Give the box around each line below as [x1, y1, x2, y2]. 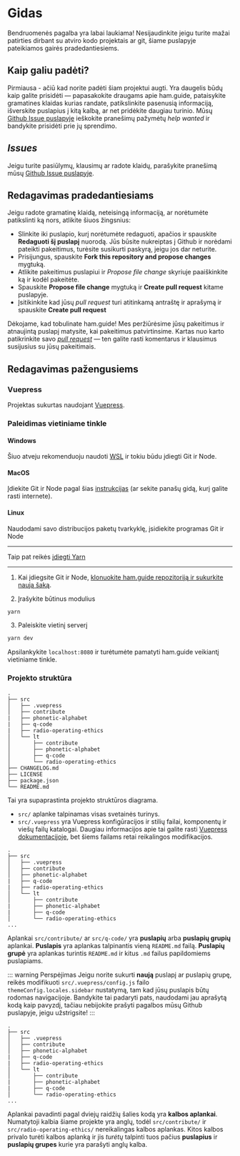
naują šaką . [17, 580, 52, 589]
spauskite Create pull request [17, 306, 107, 314]
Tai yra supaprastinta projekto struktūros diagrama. [7, 795, 159, 804]
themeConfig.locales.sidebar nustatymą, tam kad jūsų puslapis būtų [7, 985, 209, 994]
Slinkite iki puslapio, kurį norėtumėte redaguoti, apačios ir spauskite [17, 230, 217, 239]
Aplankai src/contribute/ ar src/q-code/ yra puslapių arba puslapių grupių [7, 934, 231, 942]
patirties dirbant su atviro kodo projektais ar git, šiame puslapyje [7, 36, 196, 44]
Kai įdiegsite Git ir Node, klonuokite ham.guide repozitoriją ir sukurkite [17, 573, 224, 582]
